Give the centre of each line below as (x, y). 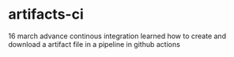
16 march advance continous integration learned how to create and (117, 36)
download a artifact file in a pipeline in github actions (94, 44)
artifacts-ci (46, 14)
